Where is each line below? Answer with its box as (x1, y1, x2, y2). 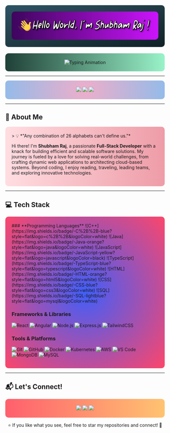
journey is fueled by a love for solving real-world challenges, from (12, 153, 149, 160)
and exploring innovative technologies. (12, 170, 93, 176)
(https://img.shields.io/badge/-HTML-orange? (12, 271, 107, 278)
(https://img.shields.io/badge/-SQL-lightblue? (12, 293, 106, 299)
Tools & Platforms (12, 335, 56, 342)
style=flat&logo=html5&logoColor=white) (12, 277, 97, 283)
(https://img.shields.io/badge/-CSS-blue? (12, 282, 98, 288)
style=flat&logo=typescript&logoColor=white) (12, 266, 107, 272)
